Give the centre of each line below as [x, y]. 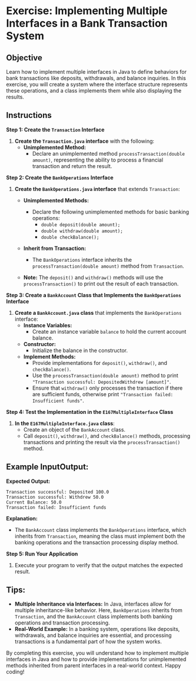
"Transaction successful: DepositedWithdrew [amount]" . [102, 381]
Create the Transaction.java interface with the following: [84, 141]
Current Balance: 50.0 [34, 502]
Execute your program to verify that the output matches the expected [99, 565]
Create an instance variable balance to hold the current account [109, 331]
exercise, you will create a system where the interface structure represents [97, 84]
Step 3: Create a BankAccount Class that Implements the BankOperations [94, 295]
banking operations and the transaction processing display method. [97, 542]
